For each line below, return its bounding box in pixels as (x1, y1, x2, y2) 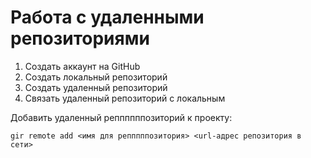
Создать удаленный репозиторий (24, 81, 168, 93)
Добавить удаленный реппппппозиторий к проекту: (10, 111, 233, 123)
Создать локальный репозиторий (24, 71, 168, 83)
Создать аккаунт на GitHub (24, 60, 141, 72)
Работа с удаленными (10, 6, 205, 29)
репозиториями (10, 27, 150, 50)
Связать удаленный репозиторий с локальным (24, 92, 226, 104)
